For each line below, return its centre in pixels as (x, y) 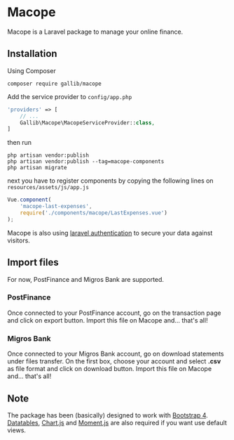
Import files (33, 263)
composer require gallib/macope (54, 84)
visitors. (19, 240)
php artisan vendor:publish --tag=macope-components (86, 162)
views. (17, 430)
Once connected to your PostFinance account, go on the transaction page (114, 313)
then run (20, 143)
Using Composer (32, 70)
